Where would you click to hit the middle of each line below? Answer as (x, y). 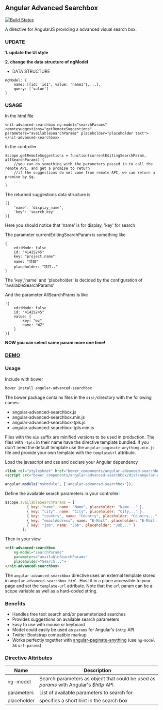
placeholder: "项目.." (36, 267)
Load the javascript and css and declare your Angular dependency (72, 462)
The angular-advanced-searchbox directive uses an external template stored (81, 575)
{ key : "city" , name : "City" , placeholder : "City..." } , (85, 512)
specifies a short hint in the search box (83, 701)
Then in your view (23, 539)
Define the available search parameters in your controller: (63, 493)
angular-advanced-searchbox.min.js (48, 417)
